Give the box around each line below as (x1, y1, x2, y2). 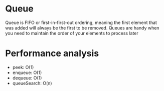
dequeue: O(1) (12, 74, 42, 80)
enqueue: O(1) (12, 69, 42, 75)
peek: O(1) (12, 64, 34, 70)
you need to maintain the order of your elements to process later (5, 30, 139, 36)
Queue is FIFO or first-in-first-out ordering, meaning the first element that (5, 19, 157, 25)
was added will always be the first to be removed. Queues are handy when (5, 24, 159, 30)
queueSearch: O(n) (12, 80, 52, 86)
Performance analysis (5, 48, 99, 59)
